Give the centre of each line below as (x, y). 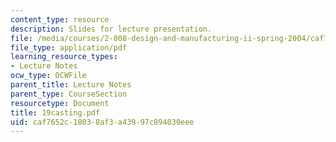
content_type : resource (60, 19)
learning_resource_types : (64, 57)
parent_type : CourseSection (69, 94)
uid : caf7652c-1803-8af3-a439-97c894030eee (102, 122)
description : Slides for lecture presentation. (111, 29)
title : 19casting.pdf (55, 112)
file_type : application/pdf (69, 47)
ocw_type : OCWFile (48, 76)
